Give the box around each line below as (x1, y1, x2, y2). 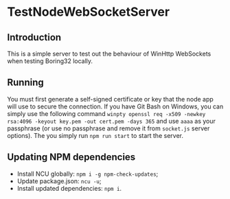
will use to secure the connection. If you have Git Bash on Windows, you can (7, 102, 224, 110)
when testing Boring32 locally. (7, 57, 93, 65)
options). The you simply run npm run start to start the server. (7, 131, 184, 139)
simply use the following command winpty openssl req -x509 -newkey (7, 109, 206, 117)
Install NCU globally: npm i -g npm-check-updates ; (16, 169, 159, 178)
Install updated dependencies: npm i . (16, 184, 122, 192)
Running (7, 77, 45, 89)
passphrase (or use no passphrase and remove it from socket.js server (7, 124, 210, 132)
